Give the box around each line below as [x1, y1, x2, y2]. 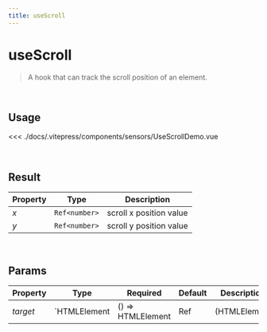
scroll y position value [106, 221, 188, 232]
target [12, 306, 35, 317]
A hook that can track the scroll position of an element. [27, 72, 208, 82]
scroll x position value [106, 208, 188, 219]
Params [8, 264, 47, 277]
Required [126, 287, 162, 299]
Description [124, 194, 171, 205]
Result [8, 170, 41, 184]
